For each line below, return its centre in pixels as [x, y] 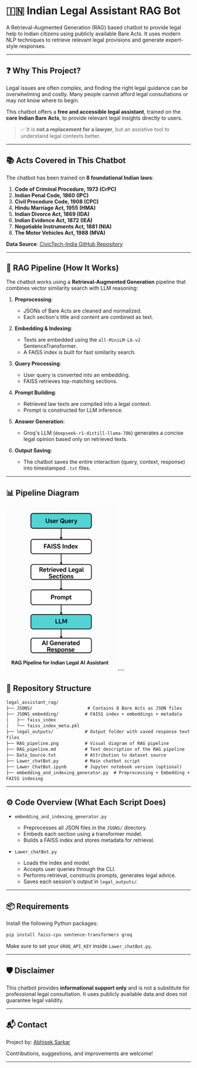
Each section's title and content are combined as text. [88, 317]
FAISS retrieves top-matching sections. [70, 381]
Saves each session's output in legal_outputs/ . [81, 881]
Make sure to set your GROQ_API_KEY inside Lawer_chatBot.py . [79, 946]
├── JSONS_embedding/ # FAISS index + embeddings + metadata [94, 714]
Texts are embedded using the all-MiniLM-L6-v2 [82, 340]
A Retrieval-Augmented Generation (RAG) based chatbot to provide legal [94, 27]
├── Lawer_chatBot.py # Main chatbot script [73, 761]
